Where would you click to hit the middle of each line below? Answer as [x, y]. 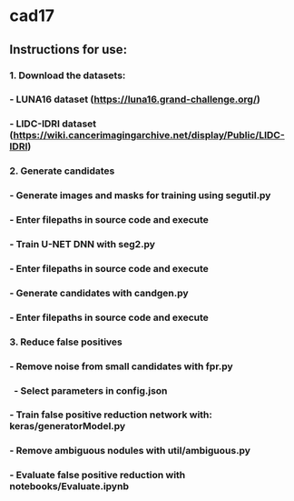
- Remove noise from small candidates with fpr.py [121, 366]
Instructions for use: [69, 50]
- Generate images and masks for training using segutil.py [140, 195]
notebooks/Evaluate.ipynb [69, 486]
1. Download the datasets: [68, 75]
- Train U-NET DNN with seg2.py [83, 245]
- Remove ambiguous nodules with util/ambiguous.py [130, 451]
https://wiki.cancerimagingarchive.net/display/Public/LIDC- [149, 135]
